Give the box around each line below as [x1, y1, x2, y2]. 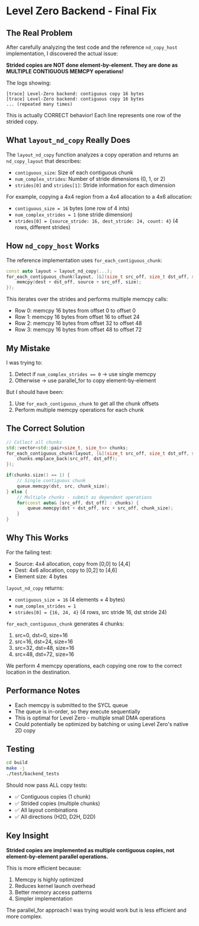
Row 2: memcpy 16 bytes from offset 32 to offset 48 [14, 320, 142, 327]
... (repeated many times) [6, 101, 73, 107]
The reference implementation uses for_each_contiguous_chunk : [6, 256, 162, 264]
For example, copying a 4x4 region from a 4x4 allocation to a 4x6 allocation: [6, 193, 192, 200]
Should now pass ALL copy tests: [6, 781, 88, 789]
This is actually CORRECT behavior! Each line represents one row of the [6, 112, 182, 118]
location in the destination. [6, 668, 71, 675]
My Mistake [6, 343, 50, 353]
